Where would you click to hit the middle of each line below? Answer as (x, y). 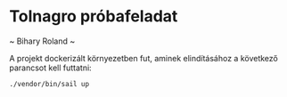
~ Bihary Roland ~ (42, 41)
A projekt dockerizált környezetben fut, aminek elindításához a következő (143, 58)
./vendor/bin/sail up (49, 84)
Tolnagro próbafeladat (94, 16)
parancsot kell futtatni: (50, 68)
